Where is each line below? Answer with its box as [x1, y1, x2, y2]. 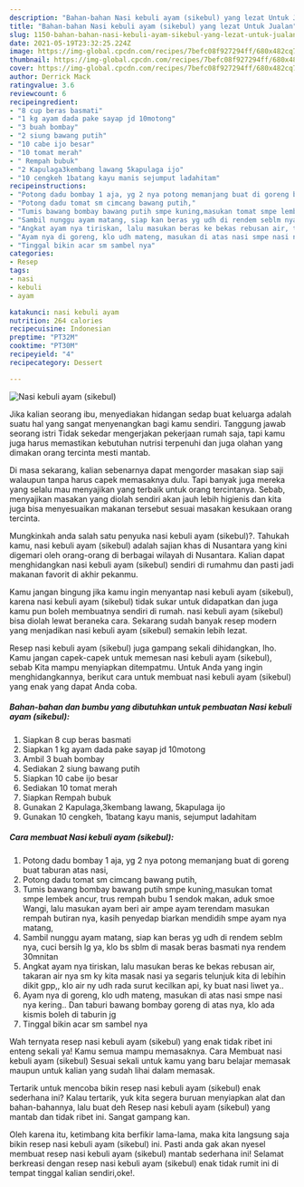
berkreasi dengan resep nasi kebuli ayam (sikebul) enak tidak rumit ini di [9, 1157, 279, 1169]
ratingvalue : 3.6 [9, 81, 75, 90]
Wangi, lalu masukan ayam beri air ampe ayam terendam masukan [22, 902, 270, 913]
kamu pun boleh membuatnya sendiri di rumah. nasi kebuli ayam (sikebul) [9, 605, 284, 616]
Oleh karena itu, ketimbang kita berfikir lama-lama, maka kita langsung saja [9, 1129, 290, 1140]
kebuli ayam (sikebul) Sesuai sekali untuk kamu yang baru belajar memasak [9, 1055, 291, 1066]
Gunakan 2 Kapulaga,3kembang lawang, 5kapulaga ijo [22, 801, 226, 812]
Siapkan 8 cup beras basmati [22, 734, 131, 745]
